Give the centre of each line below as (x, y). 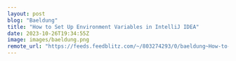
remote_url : (25, 46)
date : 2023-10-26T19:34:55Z (48, 33)
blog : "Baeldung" (33, 20)
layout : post (26, 14)
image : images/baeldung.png (48, 40)
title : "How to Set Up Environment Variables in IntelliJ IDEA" (103, 27)
